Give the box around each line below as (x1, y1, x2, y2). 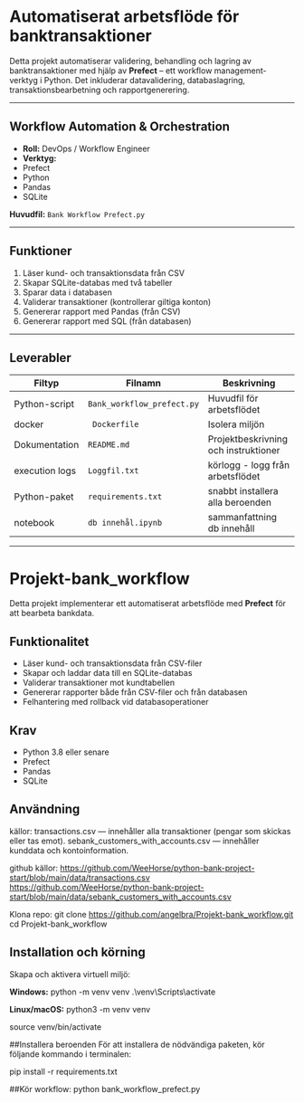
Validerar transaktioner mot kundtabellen (22, 677, 176, 689)
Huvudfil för (207, 392, 259, 404)
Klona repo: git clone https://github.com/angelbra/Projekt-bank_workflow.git (9, 908, 294, 919)
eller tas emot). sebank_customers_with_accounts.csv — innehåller (9, 835, 260, 846)
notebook (14, 517, 55, 529)
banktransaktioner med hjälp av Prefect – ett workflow (9, 65, 213, 76)
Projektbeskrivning (207, 433, 288, 445)
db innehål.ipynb (87, 518, 163, 528)
